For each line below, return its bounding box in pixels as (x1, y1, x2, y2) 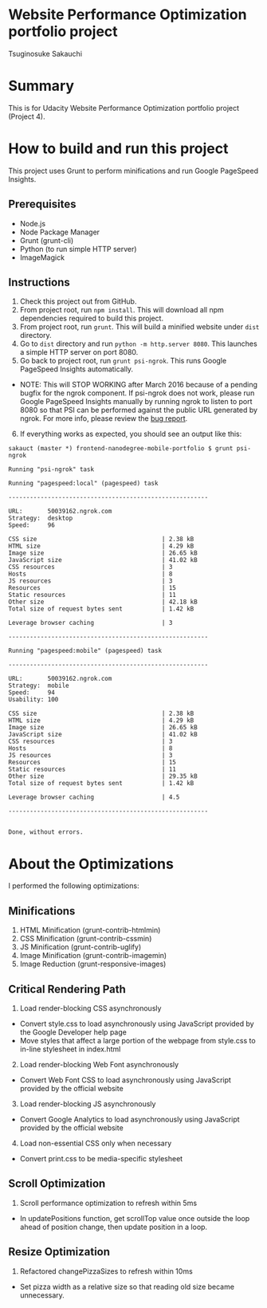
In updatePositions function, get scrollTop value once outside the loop (19, 1213, 250, 1223)
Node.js (19, 218, 46, 228)
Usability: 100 (8, 696, 59, 704)
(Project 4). (8, 112, 45, 121)
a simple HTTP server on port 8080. (19, 348, 139, 357)
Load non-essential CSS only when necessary (19, 1138, 172, 1148)
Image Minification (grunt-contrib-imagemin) (19, 951, 167, 960)
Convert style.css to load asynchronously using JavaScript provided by (19, 1019, 254, 1028)
